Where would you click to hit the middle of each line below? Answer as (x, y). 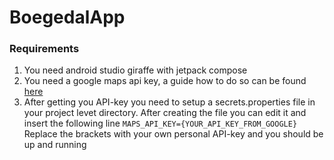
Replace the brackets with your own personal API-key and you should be (173, 134)
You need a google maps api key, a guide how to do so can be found (165, 81)
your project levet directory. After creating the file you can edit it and (165, 113)
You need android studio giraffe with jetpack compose (135, 70)
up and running (55, 145)
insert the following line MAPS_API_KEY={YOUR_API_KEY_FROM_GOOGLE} (160, 123)
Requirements (44, 49)
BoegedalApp (67, 17)
